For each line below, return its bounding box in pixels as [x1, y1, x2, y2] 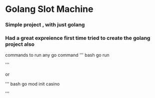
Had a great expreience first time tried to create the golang [5, 35, 150, 42]
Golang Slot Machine [5, 3, 93, 15]
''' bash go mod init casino [5, 81, 60, 87]
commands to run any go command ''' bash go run [5, 52, 110, 58]
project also [5, 41, 35, 48]
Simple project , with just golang [5, 21, 85, 28]
